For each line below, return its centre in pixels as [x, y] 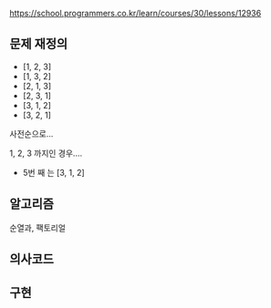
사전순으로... [31, 133]
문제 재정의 [39, 44]
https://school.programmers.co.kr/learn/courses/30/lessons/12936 [135, 13]
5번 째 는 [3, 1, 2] [53, 172]
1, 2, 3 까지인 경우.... [46, 153]
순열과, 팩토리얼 [38, 228]
